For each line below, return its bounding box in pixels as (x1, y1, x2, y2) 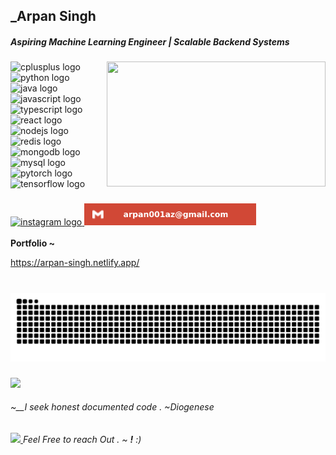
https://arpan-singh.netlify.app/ (10, 257, 140, 269)
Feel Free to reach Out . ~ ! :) (22, 434, 142, 446)
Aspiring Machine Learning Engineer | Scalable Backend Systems (10, 35, 290, 48)
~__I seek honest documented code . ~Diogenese (10, 401, 215, 413)
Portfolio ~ (10, 237, 56, 249)
